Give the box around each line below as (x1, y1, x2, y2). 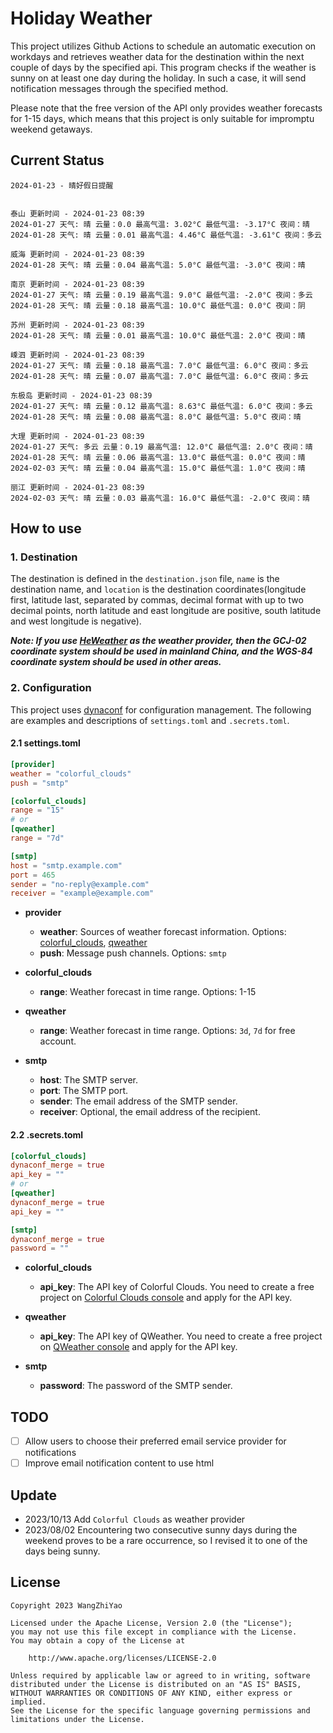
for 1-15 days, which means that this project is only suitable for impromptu (10, 112, 315, 124)
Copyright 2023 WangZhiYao (10, 1600, 123, 1611)
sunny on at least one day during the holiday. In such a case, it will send (10, 72, 307, 84)
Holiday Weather (10, 7, 153, 30)
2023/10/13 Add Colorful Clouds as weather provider (24, 1513, 246, 1526)
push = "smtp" (10, 778, 70, 788)
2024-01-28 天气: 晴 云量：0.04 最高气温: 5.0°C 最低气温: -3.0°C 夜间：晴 (10, 260, 306, 270)
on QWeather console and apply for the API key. (39, 1341, 238, 1353)
